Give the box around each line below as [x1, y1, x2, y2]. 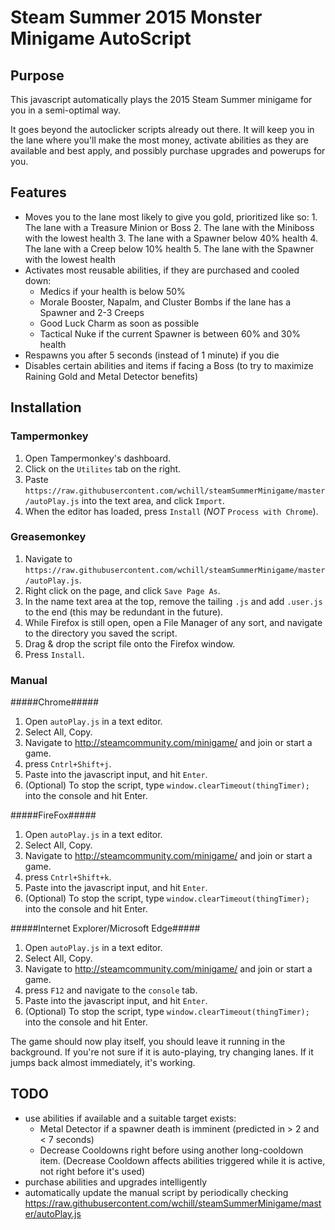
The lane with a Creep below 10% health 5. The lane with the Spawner [24, 242, 315, 255]
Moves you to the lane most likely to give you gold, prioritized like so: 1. [24, 211, 318, 223]
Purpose [10, 67, 65, 84]
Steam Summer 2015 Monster [10, 6, 263, 29]
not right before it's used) [39, 1165, 145, 1177]
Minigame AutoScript [10, 27, 192, 50]
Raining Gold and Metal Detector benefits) [24, 370, 199, 382]
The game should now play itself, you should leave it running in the [10, 1036, 286, 1048]
